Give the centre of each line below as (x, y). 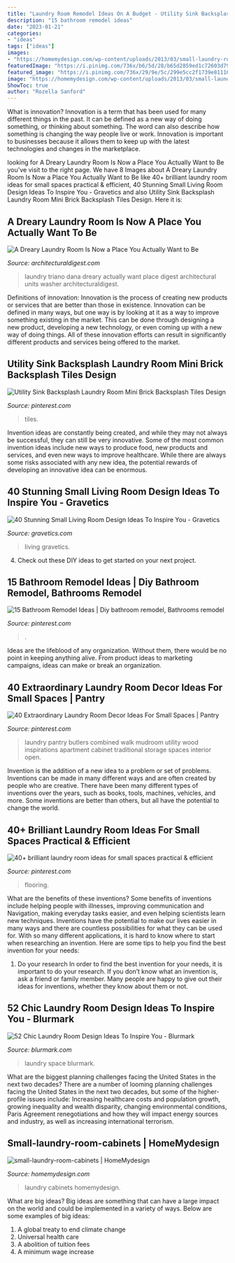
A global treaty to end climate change (71, 1229)
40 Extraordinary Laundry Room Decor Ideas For (115, 687)
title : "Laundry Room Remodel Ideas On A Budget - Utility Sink (103, 14)
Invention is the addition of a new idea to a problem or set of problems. (109, 771)
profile (17, 1099)
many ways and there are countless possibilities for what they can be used (115, 928)
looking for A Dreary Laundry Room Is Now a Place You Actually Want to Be (116, 162)
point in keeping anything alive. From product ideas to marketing (100, 658)
